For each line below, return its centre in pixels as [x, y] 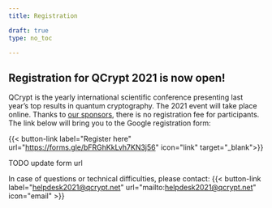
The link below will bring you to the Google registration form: [110, 123]
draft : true [28, 30]
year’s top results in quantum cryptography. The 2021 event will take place [133, 106]
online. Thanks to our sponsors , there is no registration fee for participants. [134, 115]
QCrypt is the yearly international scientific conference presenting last [126, 97]
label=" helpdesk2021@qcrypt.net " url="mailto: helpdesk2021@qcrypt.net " [133, 188]
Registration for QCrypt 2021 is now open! [117, 78]
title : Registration [43, 16]
